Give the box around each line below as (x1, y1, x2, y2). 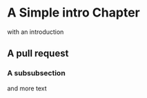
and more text (7, 84, 47, 92)
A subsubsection (7, 68, 66, 78)
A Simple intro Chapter (7, 5, 140, 21)
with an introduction (7, 28, 64, 36)
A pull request (7, 48, 69, 59)
